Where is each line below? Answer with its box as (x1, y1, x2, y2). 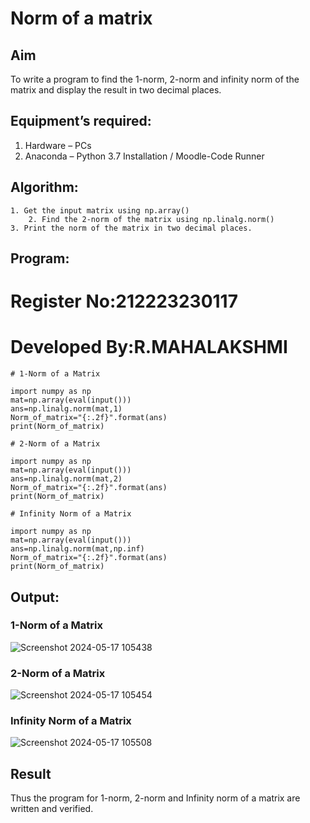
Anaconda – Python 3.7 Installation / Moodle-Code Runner (24, 150, 265, 162)
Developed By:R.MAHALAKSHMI (10, 336, 288, 359)
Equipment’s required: (10, 113, 152, 130)
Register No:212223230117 (10, 290, 238, 313)
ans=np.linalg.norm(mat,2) (10, 474, 123, 484)
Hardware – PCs (24, 139, 92, 151)
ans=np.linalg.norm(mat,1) (10, 404, 123, 414)
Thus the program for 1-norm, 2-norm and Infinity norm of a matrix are (10, 792, 301, 804)
